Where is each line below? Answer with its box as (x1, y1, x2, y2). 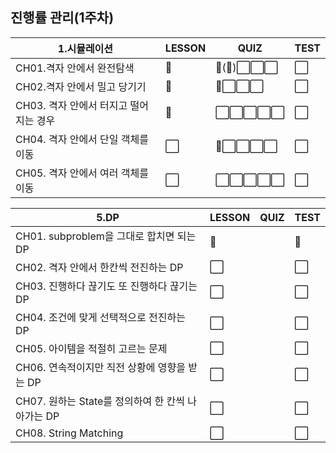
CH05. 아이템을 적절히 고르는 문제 (15, 341, 168, 355)
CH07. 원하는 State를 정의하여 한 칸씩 (15, 394, 185, 408)
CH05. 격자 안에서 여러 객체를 (15, 166, 150, 180)
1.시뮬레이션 (57, 41, 114, 55)
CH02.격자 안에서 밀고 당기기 (15, 79, 147, 93)
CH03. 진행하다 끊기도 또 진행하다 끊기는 (15, 279, 198, 293)
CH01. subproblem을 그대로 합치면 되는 (15, 229, 197, 243)
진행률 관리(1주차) (10, 9, 115, 27)
